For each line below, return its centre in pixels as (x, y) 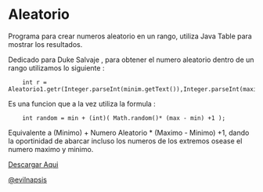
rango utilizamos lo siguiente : (56, 67)
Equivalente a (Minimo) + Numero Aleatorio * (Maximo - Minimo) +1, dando (129, 132)
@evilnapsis (27, 179)
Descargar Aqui (33, 164)
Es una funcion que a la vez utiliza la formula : (82, 103)
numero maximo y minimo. (51, 149)
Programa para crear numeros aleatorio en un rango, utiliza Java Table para (130, 36)
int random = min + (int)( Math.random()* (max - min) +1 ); (124, 118)
